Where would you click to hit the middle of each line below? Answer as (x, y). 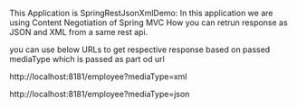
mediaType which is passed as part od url (87, 59)
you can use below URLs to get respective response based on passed (140, 49)
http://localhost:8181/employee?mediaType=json (100, 94)
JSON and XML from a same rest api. (79, 32)
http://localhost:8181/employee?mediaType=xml (98, 76)
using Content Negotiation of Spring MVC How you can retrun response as (148, 22)
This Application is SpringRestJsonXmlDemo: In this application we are (141, 13)
